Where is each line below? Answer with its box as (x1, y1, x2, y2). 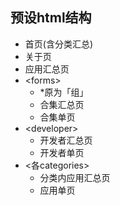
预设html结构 (10, 9, 92, 27)
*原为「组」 (39, 86, 89, 98)
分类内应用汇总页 (39, 171, 111, 183)
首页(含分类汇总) (24, 38, 94, 50)
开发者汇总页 (39, 134, 93, 146)
